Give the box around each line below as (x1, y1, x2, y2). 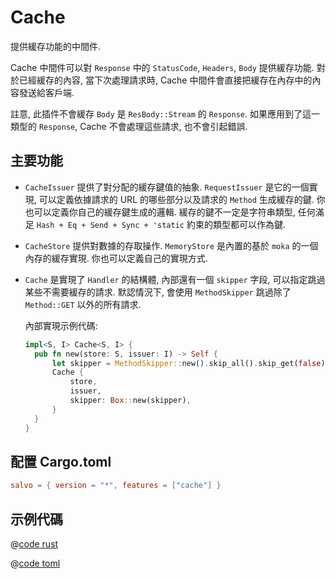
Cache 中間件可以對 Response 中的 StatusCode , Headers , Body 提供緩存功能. (10, 61, 315, 73)
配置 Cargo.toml (10, 453, 112, 470)
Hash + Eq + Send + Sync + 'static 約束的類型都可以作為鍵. (36, 218, 286, 230)
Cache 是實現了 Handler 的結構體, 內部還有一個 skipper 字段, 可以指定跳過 (24, 273, 326, 285)
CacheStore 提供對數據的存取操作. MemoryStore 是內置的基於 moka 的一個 (24, 239, 319, 251)
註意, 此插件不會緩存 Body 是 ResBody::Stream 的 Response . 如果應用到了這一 (10, 107, 320, 120)
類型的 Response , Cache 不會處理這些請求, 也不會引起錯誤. (10, 120, 248, 132)
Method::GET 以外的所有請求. (24, 298, 142, 310)
